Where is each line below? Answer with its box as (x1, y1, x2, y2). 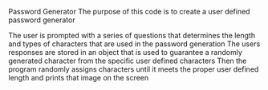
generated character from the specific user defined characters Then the (8, 56, 247, 65)
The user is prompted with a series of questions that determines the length (8, 31, 255, 40)
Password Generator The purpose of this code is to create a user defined (8, 7, 250, 16)
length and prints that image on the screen (8, 73, 149, 82)
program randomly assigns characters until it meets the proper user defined (8, 65, 259, 74)
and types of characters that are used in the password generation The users (8, 39, 261, 49)
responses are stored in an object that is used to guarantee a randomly (8, 48, 243, 57)
